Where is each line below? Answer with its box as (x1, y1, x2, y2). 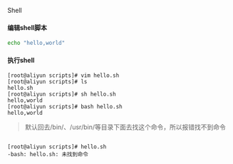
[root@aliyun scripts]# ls (7, 78, 88, 86)
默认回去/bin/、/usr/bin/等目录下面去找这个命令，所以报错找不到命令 (24, 123, 226, 131)
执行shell (7, 56, 35, 64)
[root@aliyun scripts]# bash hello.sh (7, 103, 123, 111)
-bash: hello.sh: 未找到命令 (7, 151, 89, 158)
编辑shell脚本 (7, 23, 48, 31)
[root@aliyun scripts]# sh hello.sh (7, 91, 116, 98)
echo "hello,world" (7, 39, 66, 47)
